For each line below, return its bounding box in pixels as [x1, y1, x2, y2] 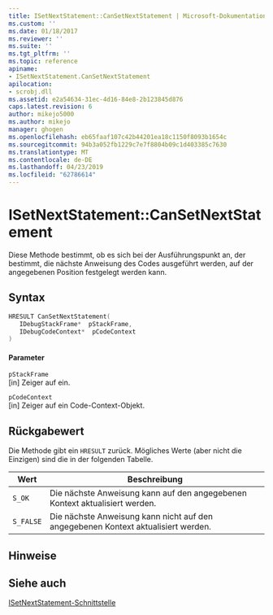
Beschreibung [127, 473, 183, 485]
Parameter [8, 352, 45, 362]
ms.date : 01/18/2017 [8, 27, 79, 35]
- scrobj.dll [8, 87, 53, 96]
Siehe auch [8, 577, 67, 591]
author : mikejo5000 [8, 111, 75, 119]
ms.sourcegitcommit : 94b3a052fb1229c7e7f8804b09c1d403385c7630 [8, 140, 227, 149]
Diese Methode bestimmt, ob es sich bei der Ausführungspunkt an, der [8, 250, 246, 260]
